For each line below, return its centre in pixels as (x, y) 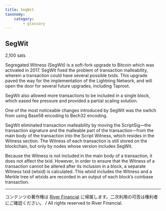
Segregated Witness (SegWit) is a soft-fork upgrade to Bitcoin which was (80, 65)
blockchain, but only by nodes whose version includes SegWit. (69, 146)
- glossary (34, 23)
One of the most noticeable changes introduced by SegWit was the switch (81, 110)
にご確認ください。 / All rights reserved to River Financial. (64, 203)
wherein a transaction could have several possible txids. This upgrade (76, 76)
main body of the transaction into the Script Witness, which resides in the (80, 136)
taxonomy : (15, 14)
